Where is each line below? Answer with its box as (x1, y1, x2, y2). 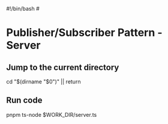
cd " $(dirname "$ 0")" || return (6, 78, 81, 85)
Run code (6, 95, 43, 106)
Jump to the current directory (6, 62, 119, 72)
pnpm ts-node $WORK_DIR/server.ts (6, 111, 97, 118)
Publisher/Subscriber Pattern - (6, 26, 163, 39)
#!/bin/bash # (6, 5, 40, 12)
